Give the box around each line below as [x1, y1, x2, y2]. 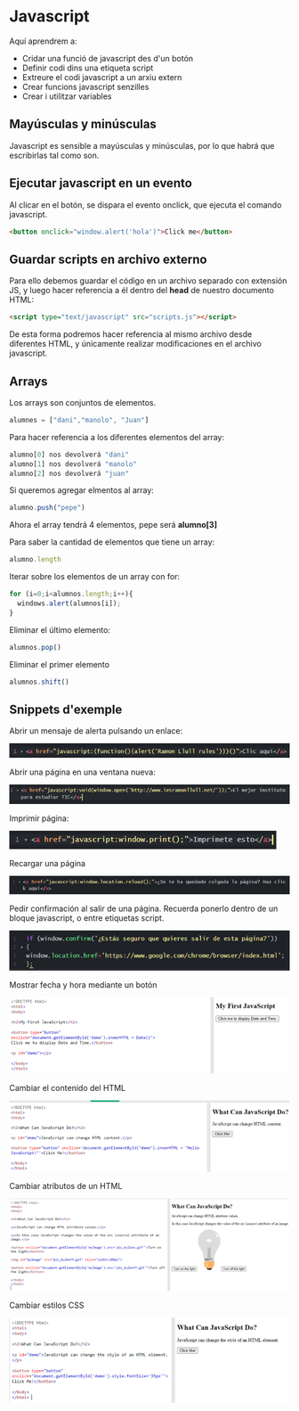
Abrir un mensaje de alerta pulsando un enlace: [9, 726, 183, 736]
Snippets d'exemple [9, 701, 123, 717]
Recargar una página [9, 858, 86, 869]
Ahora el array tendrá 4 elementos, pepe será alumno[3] [9, 520, 218, 530]
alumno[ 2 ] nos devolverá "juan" [9, 469, 129, 478]
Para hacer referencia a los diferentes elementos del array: [9, 431, 225, 442]
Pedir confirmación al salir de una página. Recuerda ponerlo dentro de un [9, 903, 279, 915]
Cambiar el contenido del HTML [9, 1082, 126, 1093]
